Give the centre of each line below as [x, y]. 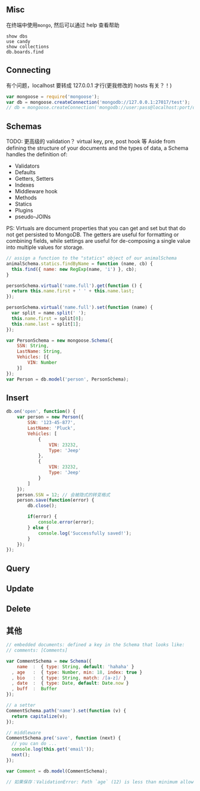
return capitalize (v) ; [40, 716]
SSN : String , [33, 346]
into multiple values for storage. [45, 248]
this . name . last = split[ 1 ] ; [46, 324]
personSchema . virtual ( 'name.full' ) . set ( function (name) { [79, 308]
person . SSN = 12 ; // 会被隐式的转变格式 [63, 495]
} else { [38, 527]
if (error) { [43, 517]
